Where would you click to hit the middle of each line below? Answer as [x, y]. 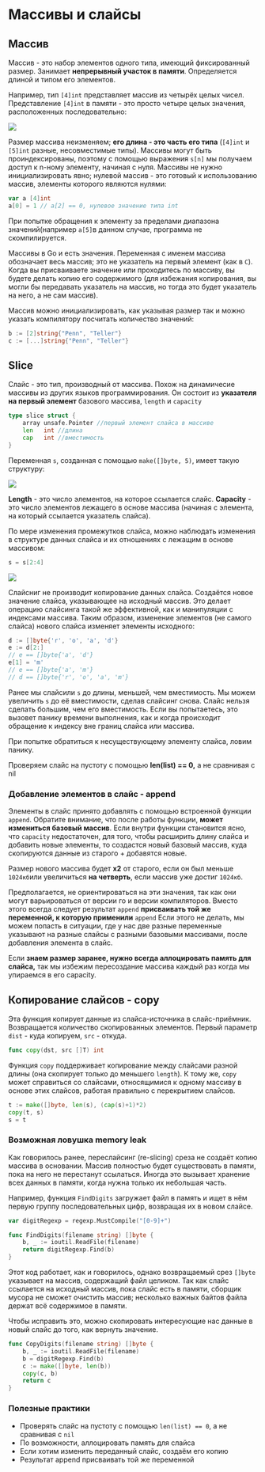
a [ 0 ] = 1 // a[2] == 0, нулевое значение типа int [93, 206]
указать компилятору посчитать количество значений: [101, 319]
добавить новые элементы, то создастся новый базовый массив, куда [128, 845]
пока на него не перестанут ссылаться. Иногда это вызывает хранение [129, 1174]
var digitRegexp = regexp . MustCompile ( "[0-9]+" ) [90, 1220]
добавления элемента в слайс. [61, 943]
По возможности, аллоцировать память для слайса [107, 1443]
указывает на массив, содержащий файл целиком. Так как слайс [119, 1280]
